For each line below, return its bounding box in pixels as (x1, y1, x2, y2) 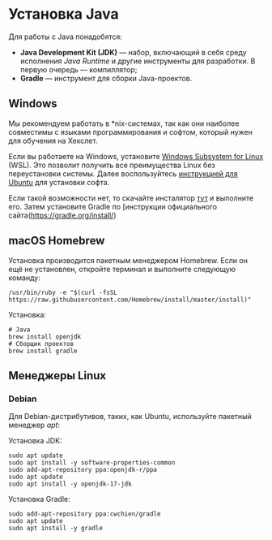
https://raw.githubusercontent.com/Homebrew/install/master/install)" (8, 296, 252, 304)
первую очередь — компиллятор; (19, 64, 138, 74)
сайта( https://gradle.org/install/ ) (8, 210, 117, 220)
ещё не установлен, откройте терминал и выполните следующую (8, 264, 236, 274)
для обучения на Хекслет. (8, 136, 98, 145)
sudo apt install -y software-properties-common (8, 459, 176, 467)
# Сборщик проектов (8, 339, 74, 348)
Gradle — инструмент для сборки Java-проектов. (19, 73, 193, 83)
